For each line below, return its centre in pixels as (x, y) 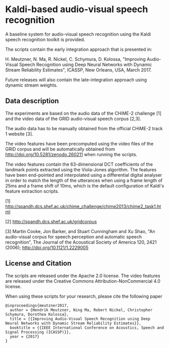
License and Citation (38, 264)
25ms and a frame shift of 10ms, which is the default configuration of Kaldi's (85, 185)
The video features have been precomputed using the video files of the (79, 143)
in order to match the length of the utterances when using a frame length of (84, 180)
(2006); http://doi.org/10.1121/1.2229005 (47, 247)
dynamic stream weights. (32, 85)
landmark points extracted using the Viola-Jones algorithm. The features (81, 169)
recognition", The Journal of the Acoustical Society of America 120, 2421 (81, 242)
